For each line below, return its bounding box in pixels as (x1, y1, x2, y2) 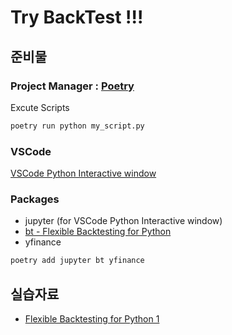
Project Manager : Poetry (10, 79, 135, 93)
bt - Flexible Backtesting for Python (24, 226, 172, 238)
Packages (10, 192, 60, 206)
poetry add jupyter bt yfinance (10, 256, 145, 266)
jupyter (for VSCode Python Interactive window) (24, 215, 223, 227)
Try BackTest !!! (10, 6, 144, 29)
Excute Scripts (10, 101, 70, 113)
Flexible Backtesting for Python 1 (24, 313, 160, 325)
